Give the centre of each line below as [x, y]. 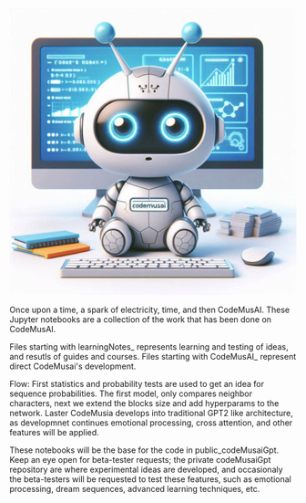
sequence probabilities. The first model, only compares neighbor [131, 393]
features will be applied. [55, 432]
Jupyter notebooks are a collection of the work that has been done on [140, 320]
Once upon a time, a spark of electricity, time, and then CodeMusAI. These [149, 309]
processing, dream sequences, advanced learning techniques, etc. [135, 489]
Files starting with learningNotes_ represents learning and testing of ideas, [149, 347]
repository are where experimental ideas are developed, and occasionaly [147, 469]
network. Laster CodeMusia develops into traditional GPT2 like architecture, [152, 413]
